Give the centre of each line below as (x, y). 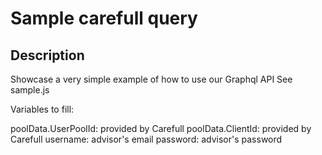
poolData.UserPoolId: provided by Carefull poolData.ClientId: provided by (161, 128)
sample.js (30, 90)
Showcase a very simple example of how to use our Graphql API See (151, 79)
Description (47, 55)
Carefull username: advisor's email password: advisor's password (146, 139)
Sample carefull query (104, 18)
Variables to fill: (42, 109)
